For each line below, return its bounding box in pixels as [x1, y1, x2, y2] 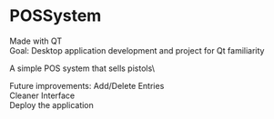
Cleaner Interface [9, 90, 76, 101]
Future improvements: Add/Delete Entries [9, 80, 165, 91]
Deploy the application [9, 99, 94, 110]
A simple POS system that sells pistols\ [9, 63, 156, 74]
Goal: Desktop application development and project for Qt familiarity [9, 45, 265, 55]
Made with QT [9, 35, 63, 46]
